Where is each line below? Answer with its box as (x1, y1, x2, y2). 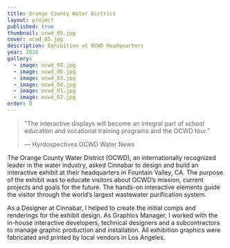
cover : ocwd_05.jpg (7, 36, 64, 43)
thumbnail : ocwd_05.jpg (7, 29, 76, 37)
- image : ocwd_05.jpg (13, 62, 76, 69)
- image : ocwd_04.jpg (13, 81, 76, 88)
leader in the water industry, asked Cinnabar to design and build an (7, 161, 199, 169)
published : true (7, 23, 54, 30)
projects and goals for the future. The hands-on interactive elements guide (7, 183, 220, 191)
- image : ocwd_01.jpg (13, 87, 76, 94)
